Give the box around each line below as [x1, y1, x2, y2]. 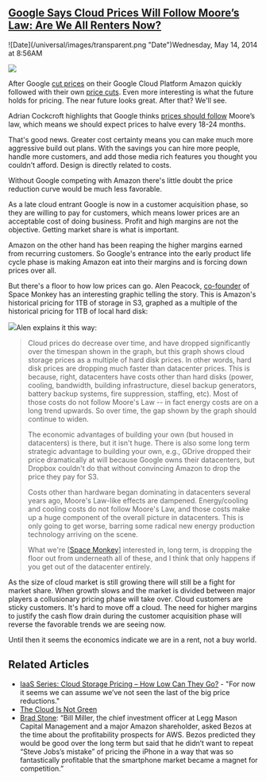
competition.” [19, 764, 64, 773]
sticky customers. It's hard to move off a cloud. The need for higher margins [8, 602, 258, 612]
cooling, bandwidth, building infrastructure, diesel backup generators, [27, 380, 256, 390]
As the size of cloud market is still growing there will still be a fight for [8, 577, 236, 587]
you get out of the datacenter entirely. [27, 561, 152, 571]
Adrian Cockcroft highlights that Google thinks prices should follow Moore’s [8, 111, 256, 120]
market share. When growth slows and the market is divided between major [8, 585, 256, 595]
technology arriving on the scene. [27, 529, 139, 539]
